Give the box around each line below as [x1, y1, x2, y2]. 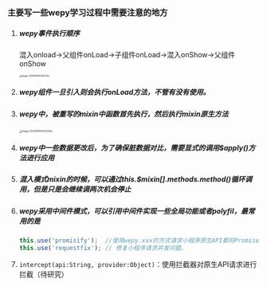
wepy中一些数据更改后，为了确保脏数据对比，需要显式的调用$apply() [18, 143, 249, 153]
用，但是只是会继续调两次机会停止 [18, 185, 132, 194]
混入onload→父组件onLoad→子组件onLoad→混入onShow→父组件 [18, 49, 236, 59]
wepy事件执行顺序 [18, 28, 80, 37]
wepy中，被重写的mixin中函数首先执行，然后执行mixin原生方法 [18, 109, 229, 119]
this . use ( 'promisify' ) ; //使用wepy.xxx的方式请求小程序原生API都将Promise [18, 237, 260, 245]
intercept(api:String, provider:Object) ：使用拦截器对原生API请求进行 [18, 259, 257, 268]
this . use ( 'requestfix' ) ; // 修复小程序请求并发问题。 [18, 245, 187, 253]
